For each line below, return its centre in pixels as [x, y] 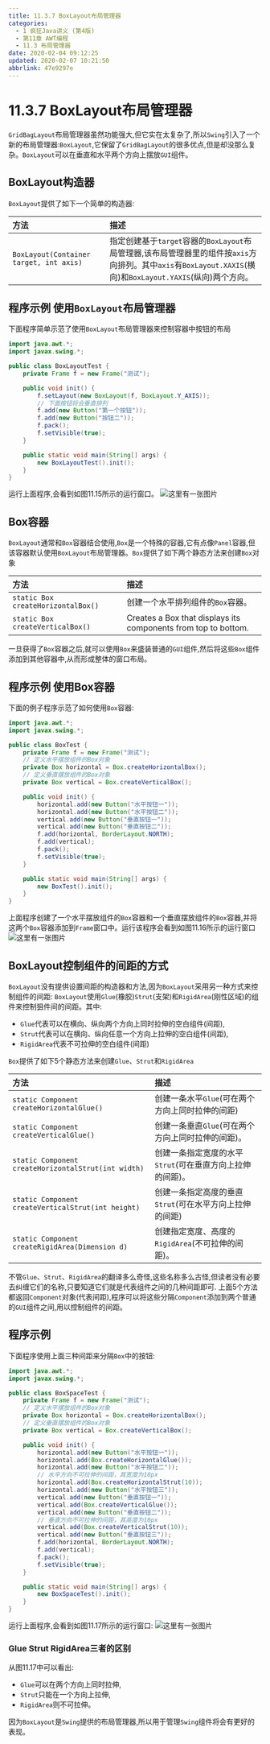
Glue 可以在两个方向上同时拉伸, [71, 1684]
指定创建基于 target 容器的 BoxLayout [177, 241]
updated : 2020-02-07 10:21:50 [59, 61]
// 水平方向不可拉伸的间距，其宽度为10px [98, 1475]
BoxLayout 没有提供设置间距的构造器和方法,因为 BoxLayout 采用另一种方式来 [130, 986]
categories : [28, 23]
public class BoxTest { [48, 745]
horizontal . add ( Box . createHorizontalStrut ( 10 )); [120, 1482]
